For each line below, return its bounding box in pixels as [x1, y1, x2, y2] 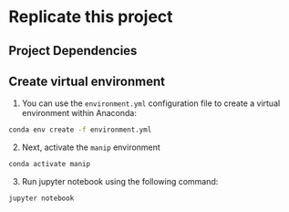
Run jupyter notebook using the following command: [21, 176, 219, 187]
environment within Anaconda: [21, 108, 138, 119]
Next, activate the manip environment [21, 142, 160, 153]
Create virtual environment [8, 73, 166, 89]
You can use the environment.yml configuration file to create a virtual [21, 98, 281, 109]
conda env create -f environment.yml [8, 125, 152, 134]
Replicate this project [8, 6, 174, 27]
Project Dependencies [8, 43, 138, 58]
